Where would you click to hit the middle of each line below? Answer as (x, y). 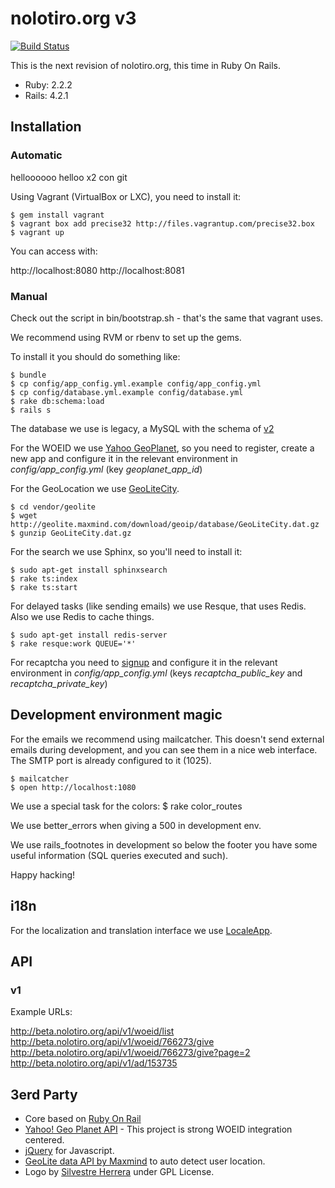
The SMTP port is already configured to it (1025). (111, 760)
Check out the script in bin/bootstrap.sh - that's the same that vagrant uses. (167, 318)
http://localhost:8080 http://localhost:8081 (97, 270)
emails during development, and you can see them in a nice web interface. (164, 749)
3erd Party (44, 1094)
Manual (29, 296)
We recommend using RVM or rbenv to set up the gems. (126, 337)
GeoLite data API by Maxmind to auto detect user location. (145, 1161)
